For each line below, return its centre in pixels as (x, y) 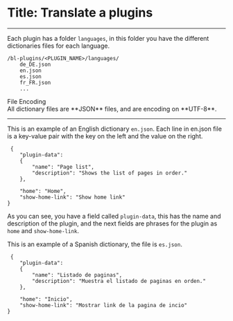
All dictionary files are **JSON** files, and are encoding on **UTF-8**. (112, 109)
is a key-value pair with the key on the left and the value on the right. (105, 136)
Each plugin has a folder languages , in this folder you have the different (108, 38)
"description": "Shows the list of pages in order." (110, 173)
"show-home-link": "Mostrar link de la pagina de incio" (104, 305)
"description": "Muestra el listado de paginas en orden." (119, 281)
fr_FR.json (35, 82)
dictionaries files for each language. (58, 46)
